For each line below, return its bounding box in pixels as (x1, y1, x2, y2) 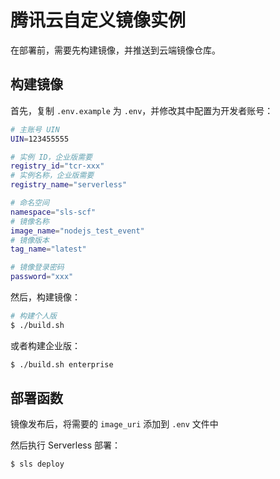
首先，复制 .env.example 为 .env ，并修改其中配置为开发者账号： (10, 104, 274, 116)
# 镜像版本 (10, 235, 50, 245)
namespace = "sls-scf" (10, 207, 97, 217)
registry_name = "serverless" (10, 180, 128, 190)
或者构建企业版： (10, 339, 81, 351)
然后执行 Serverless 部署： (10, 439, 122, 451)
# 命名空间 (10, 198, 50, 208)
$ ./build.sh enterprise (10, 359, 114, 370)
